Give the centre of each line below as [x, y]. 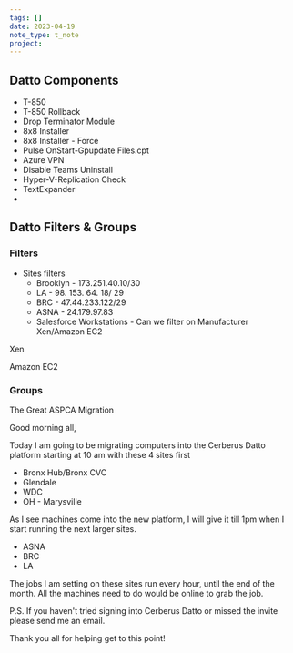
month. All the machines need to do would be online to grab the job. [136, 594]
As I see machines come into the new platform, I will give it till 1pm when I [147, 519]
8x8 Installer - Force [61, 141]
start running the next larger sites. [73, 529]
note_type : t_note [44, 35]
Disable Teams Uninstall [68, 170]
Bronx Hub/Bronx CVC [65, 473]
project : [26, 43]
